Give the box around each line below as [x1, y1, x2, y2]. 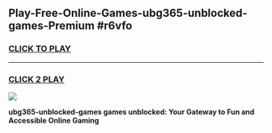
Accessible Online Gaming [8, 115, 100, 125]
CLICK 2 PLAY [8, 73, 65, 85]
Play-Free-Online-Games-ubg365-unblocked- [8, 6, 249, 20]
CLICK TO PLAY [8, 44, 71, 55]
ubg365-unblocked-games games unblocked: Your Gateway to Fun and [8, 106, 255, 116]
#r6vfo [96, 19, 133, 33]
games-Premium [8, 19, 95, 33]
